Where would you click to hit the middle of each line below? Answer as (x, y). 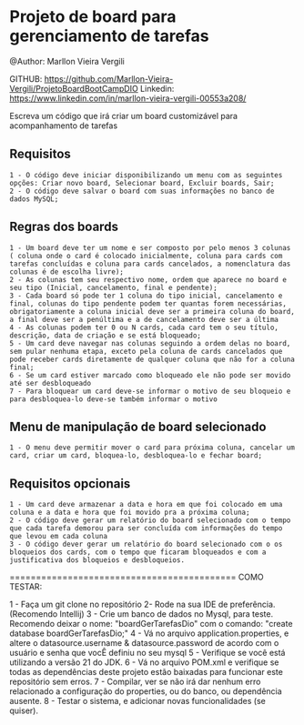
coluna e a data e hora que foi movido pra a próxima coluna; (130, 513)
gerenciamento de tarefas (109, 36)
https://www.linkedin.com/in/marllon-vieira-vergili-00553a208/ (128, 98)
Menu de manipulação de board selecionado (138, 426)
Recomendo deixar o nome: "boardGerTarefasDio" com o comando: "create (151, 624)
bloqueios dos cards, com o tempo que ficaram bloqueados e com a (138, 552)
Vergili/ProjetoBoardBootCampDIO (74, 88)
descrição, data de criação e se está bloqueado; (106, 335)
